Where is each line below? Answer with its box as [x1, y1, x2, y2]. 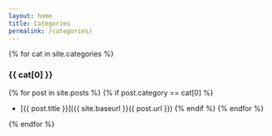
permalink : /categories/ [8, 27, 93, 35]
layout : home [8, 11, 53, 20]
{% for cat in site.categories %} [8, 49, 114, 59]
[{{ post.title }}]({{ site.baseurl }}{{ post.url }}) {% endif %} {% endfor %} [19, 103, 264, 113]
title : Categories [8, 19, 71, 28]
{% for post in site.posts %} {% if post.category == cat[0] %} [8, 87, 214, 97]
